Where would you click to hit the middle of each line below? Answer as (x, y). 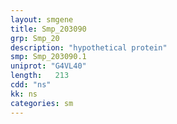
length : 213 (40, 76)
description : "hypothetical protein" (89, 47)
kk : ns (24, 94)
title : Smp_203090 (48, 29)
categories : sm (42, 103)
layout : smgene (42, 19)
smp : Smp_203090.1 (48, 57)
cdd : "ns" (31, 85)
